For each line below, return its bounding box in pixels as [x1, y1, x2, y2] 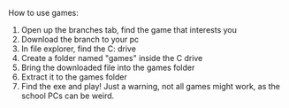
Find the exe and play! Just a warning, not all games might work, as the [20, 81, 280, 91]
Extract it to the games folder [20, 72, 127, 82]
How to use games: [8, 8, 79, 18]
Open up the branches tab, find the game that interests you [20, 25, 238, 35]
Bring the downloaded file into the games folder [20, 62, 195, 73]
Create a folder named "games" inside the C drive [20, 53, 203, 63]
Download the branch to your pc [20, 35, 140, 44]
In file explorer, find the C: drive [20, 43, 136, 54]
